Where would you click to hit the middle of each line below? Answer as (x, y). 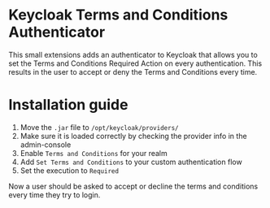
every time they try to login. (54, 195)
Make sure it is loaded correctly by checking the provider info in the (133, 136)
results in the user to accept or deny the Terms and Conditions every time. (133, 71)
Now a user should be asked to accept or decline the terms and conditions (133, 186)
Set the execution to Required (70, 170)
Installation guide (68, 105)
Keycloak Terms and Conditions (118, 15)
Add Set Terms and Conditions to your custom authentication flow (131, 162)
